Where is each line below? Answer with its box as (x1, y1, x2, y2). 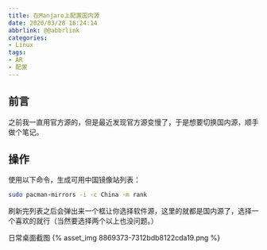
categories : (8, 33, 48, 42)
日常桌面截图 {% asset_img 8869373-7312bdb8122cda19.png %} (8, 233, 221, 243)
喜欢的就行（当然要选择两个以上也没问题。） (14, 216, 158, 226)
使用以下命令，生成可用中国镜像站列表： (8, 175, 141, 185)
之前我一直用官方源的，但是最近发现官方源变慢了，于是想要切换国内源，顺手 (8, 117, 259, 127)
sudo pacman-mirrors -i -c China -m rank (8, 191, 148, 199)
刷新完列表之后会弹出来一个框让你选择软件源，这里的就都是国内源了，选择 (8, 206, 252, 216)
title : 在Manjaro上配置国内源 (8, 11, 100, 20)
